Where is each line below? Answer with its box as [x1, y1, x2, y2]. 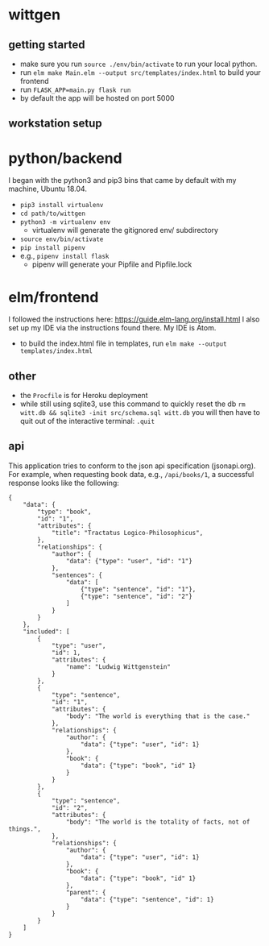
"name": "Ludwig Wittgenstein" [65, 662, 172, 670]
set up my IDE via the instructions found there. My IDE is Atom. [8, 323, 217, 333]
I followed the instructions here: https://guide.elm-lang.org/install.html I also [8, 314, 260, 324]
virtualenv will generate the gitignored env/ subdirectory [31, 226, 219, 235]
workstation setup [8, 117, 102, 131]
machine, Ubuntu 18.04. [8, 184, 87, 194]
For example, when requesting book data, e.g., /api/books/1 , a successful [8, 469, 255, 479]
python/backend [8, 149, 122, 167]
